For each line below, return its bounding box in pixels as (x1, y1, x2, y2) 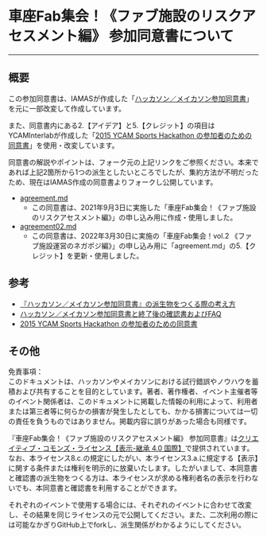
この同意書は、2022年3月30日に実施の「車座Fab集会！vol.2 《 (31, 231, 238, 240)
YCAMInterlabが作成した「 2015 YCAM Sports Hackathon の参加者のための (8, 130, 253, 140)
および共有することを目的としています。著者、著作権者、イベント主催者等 (14, 387, 258, 396)
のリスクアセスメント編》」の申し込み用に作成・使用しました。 (31, 212, 238, 222)
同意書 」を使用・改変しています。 (8, 140, 119, 150)
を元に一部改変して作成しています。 (8, 103, 126, 113)
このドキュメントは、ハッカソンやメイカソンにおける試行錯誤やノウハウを (8, 377, 252, 387)
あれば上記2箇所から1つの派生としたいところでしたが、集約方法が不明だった (8, 167, 259, 177)
